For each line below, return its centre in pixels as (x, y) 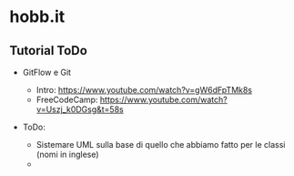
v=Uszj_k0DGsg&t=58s (80, 109)
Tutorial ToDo (49, 51)
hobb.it (37, 17)
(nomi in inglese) (67, 154)
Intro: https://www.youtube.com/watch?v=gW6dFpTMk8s (144, 90)
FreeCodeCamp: (67, 99)
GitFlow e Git (46, 72)
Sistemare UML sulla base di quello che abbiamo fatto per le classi (161, 145)
